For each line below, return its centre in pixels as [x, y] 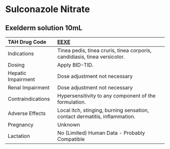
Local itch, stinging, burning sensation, [103, 110]
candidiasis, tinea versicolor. [91, 57]
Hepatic [17, 73]
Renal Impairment [29, 88]
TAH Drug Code [27, 42]
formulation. [72, 102]
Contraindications [29, 99]
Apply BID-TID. [75, 65]
